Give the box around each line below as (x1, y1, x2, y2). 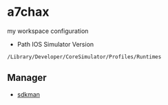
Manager (7, 72, 47, 84)
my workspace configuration (7, 27, 89, 35)
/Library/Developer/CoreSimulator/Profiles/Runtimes (7, 53, 162, 60)
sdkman (17, 90, 40, 98)
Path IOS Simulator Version (17, 40, 94, 48)
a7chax (7, 4, 50, 20)
